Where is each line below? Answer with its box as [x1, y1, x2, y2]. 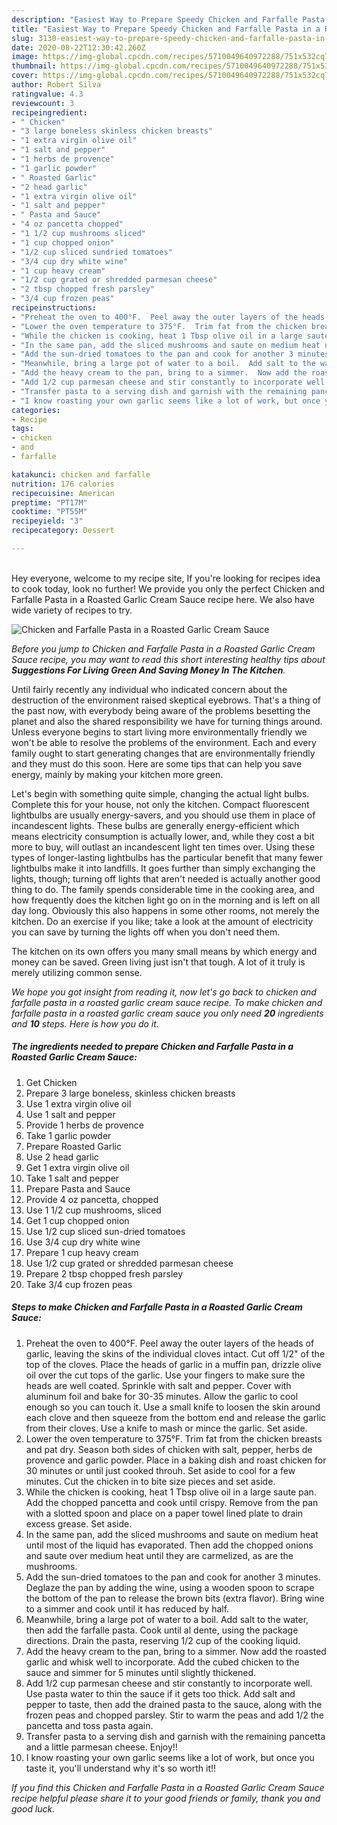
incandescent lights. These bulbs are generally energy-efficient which [11, 819, 300, 831]
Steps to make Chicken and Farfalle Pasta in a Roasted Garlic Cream [11, 1301, 303, 1313]
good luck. [11, 1802, 56, 1815]
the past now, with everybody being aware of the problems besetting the [11, 704, 311, 716]
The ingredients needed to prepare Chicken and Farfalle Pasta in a [11, 1041, 294, 1053]
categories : [11, 405, 61, 415]
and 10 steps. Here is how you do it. [11, 1017, 159, 1030]
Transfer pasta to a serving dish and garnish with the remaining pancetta [25, 1730, 326, 1742]
